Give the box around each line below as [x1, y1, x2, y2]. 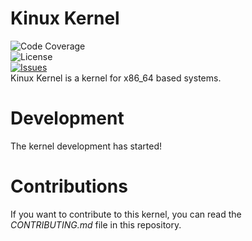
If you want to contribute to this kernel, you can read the [10, 208, 242, 220]
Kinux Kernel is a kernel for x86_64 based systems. [10, 72, 222, 84]
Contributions [10, 175, 128, 198]
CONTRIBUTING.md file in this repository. [10, 218, 182, 231]
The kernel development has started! [10, 140, 163, 152]
